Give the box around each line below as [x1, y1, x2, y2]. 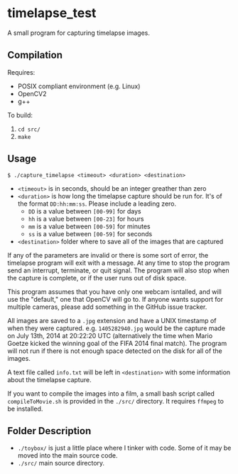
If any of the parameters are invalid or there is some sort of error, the [7, 251, 209, 259]
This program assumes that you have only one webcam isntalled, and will [7, 287, 222, 296]
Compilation [7, 49, 63, 61]
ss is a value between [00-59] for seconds [28, 229, 153, 238]
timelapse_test [7, 5, 97, 21]
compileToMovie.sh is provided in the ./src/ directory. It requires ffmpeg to [7, 396, 224, 405]
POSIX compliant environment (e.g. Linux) [17, 82, 141, 90]
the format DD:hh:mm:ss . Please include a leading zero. [17, 199, 177, 208]
